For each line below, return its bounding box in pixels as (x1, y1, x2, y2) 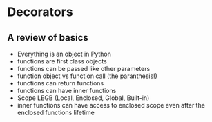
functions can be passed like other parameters (17, 65, 151, 72)
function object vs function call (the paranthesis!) (17, 72, 157, 80)
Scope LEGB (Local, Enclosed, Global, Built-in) (17, 94, 150, 102)
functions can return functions (17, 79, 104, 87)
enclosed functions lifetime (17, 108, 95, 116)
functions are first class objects (17, 57, 107, 65)
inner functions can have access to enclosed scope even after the (17, 101, 206, 109)
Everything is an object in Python (17, 50, 112, 58)
